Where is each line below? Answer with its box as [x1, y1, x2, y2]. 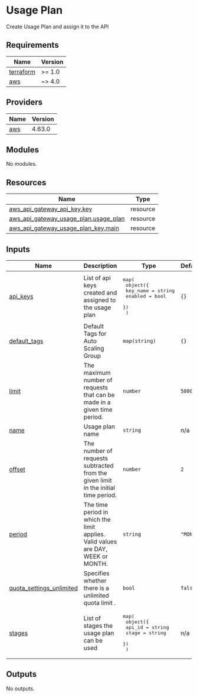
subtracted [83, 461, 114, 470]
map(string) [123, 337, 156, 344]
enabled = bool [126, 293, 167, 299]
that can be [83, 391, 115, 399]
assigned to [83, 296, 116, 304]
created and [83, 289, 117, 297]
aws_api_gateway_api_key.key [9, 205, 93, 213]
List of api [83, 274, 111, 282]
